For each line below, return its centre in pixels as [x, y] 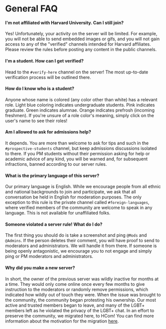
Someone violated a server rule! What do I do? [54, 224]
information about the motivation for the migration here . [62, 321]
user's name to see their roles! [36, 121]
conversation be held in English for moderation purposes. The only [73, 197]
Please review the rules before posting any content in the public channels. [81, 50]
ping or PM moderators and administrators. [49, 257]
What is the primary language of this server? [52, 175]
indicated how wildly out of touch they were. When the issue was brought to [83, 295]
